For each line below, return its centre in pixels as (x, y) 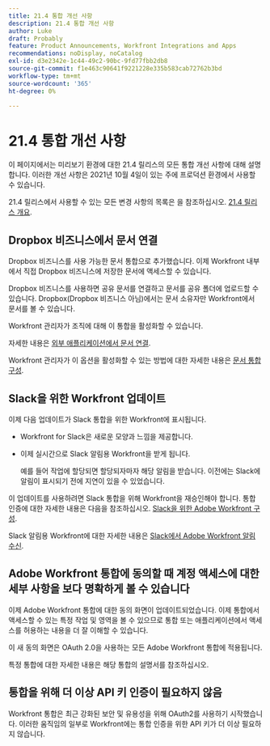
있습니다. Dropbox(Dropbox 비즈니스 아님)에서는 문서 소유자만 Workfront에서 (132, 299)
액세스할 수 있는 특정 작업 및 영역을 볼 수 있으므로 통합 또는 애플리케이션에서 (128, 620)
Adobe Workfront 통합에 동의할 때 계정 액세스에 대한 (134, 574)
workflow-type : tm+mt (45, 76)
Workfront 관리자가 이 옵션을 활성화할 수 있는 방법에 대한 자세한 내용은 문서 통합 (135, 360)
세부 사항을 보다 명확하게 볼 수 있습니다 (99, 589)
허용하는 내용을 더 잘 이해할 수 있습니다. (86, 630)
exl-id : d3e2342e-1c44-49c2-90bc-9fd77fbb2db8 (88, 61)
